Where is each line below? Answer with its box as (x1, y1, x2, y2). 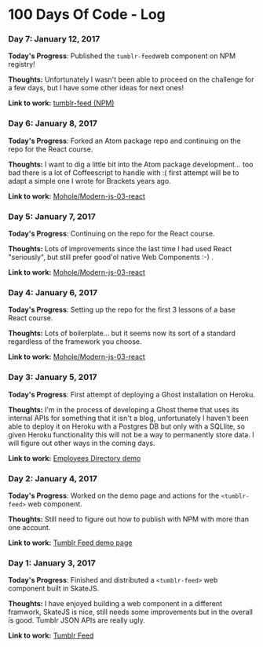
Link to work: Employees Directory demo (8, 453, 141, 462)
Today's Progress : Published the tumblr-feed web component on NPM (8, 51, 236, 60)
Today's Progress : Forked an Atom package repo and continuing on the (8, 136, 241, 145)
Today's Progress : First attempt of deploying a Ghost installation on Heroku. (8, 389, 255, 399)
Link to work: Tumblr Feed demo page (8, 538, 133, 547)
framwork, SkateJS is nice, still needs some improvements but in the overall (8, 607, 253, 617)
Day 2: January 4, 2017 (8, 473, 98, 484)
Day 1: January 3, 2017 (8, 557, 96, 568)
